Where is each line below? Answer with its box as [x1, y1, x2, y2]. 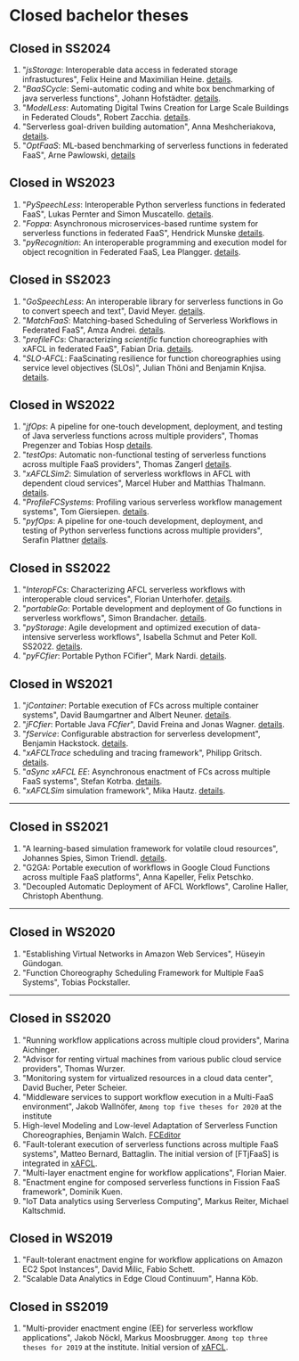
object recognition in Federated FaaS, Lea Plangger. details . [21, 246, 241, 257]
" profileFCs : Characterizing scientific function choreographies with [21, 333, 269, 344]
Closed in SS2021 [9, 819, 109, 834]
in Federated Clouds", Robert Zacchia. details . [21, 112, 191, 122]
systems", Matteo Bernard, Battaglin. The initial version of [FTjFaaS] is [21, 1148, 279, 1159]
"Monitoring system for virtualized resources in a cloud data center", [21, 1072, 274, 1083]
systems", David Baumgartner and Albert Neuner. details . [21, 709, 231, 720]
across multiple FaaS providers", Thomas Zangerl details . [21, 459, 232, 470]
